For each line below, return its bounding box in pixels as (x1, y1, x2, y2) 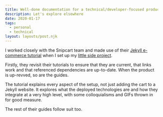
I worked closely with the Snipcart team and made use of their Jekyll (5, 47, 142, 53)
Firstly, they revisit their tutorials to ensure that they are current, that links (5, 61, 152, 68)
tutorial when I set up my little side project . (27, 52, 113, 58)
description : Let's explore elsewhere (5, 12, 83, 16)
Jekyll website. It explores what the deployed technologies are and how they (5, 87, 158, 92)
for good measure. (5, 97, 42, 102)
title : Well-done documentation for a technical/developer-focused (5, 7, 145, 12)
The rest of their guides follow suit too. (5, 106, 82, 112)
